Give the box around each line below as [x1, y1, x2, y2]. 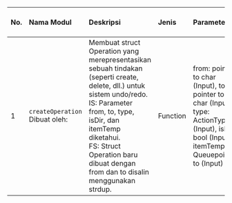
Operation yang [88, 46, 139, 56]
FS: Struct [88, 142, 121, 151]
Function [157, 111, 186, 120]
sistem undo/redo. [88, 90, 148, 99]
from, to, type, [88, 107, 135, 116]
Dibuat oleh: [28, 115, 68, 124]
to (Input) [193, 159, 224, 168]
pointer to [193, 90, 224, 99]
